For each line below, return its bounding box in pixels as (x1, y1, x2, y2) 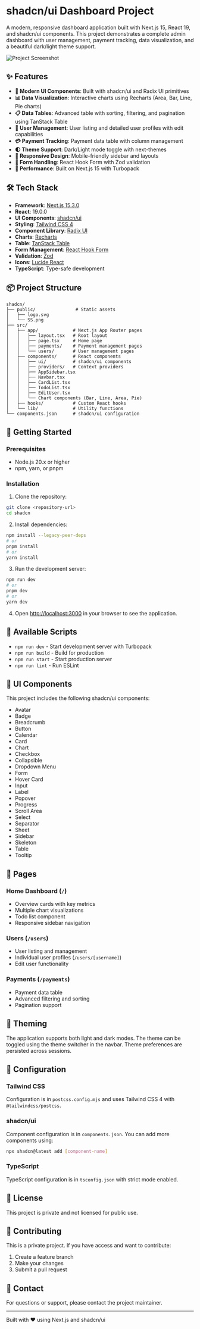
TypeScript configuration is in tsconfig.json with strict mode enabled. (6, 1175, 179, 1183)
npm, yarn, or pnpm (14, 465, 64, 472)
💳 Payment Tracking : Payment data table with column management (14, 137, 183, 144)
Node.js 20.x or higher (14, 458, 70, 465)
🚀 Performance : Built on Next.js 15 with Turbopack (14, 165, 140, 172)
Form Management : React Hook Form (14, 246, 109, 253)
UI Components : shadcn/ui (14, 214, 82, 221)
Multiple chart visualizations (14, 906, 84, 914)
